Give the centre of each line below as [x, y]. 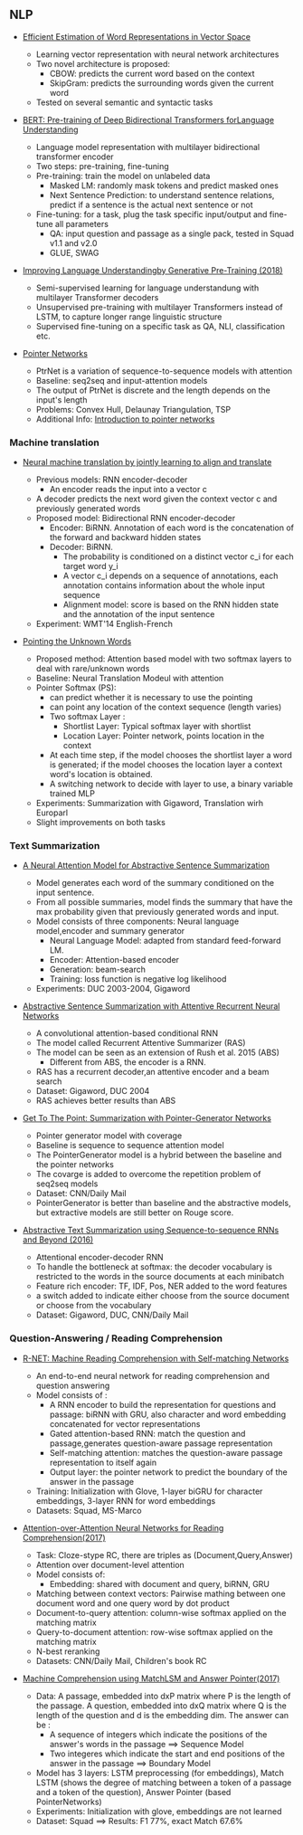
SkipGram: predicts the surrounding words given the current [161, 83]
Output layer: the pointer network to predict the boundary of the [168, 1472]
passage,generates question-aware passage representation [161, 1443]
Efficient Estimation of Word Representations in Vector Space [137, 36]
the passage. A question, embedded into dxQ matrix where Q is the [161, 1706]
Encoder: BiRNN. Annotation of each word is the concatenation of [172, 528]
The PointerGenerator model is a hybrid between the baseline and [159, 1155]
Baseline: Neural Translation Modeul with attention [130, 679]
